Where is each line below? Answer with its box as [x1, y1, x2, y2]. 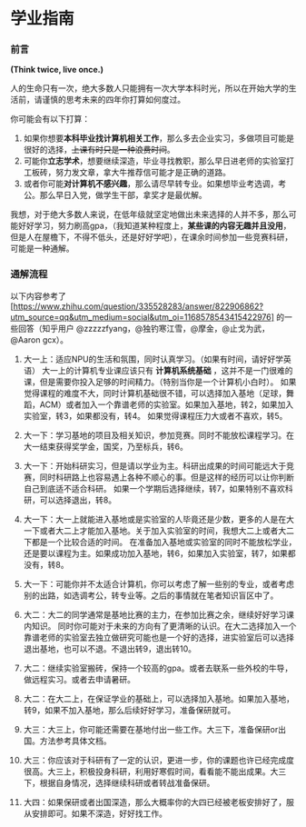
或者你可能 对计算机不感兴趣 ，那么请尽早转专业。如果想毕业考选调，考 [23, 178, 287, 189]
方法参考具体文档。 [39, 735, 112, 746]
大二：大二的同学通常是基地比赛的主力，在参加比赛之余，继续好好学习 [23, 609, 287, 620]
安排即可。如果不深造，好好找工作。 [31, 808, 167, 819]
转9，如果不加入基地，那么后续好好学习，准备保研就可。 [23, 704, 236, 715]
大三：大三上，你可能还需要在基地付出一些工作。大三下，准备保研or [23, 723, 279, 734]
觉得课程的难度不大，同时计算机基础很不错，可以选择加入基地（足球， [23, 387, 287, 398]
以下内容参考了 [10, 290, 66, 301]
